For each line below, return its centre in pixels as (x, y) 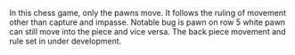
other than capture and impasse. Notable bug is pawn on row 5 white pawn (147, 22)
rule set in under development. (66, 41)
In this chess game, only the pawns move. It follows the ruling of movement (148, 13)
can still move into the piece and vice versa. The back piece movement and (148, 31)
